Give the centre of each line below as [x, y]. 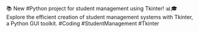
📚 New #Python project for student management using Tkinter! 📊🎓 [92, 8]
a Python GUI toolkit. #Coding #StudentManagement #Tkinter [83, 23]
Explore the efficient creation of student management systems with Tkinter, [100, 17]
